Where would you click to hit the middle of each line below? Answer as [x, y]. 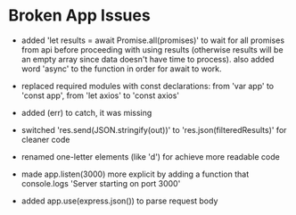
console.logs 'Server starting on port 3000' [101, 183]
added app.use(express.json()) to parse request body [119, 201]
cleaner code [45, 139]
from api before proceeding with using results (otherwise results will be [152, 49]
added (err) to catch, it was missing [86, 112]
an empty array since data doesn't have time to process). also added [148, 59]
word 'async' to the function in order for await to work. [121, 69]
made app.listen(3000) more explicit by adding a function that [135, 174]
